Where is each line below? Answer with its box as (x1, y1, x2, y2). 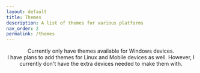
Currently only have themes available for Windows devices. (27, 47, 175, 54)
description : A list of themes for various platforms (6, 20, 144, 26)
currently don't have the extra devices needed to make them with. (19, 60, 183, 68)
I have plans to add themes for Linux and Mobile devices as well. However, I (7, 54, 195, 61)
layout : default (6, 8, 47, 15)
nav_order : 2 (6, 25, 39, 32)
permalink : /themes (6, 31, 55, 37)
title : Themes (6, 14, 42, 20)
